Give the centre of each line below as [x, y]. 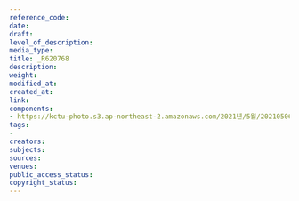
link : [19, 100]
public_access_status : [51, 174]
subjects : [28, 149]
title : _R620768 [39, 59]
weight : [24, 76]
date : [19, 26]
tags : [19, 125]
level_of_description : [51, 42]
